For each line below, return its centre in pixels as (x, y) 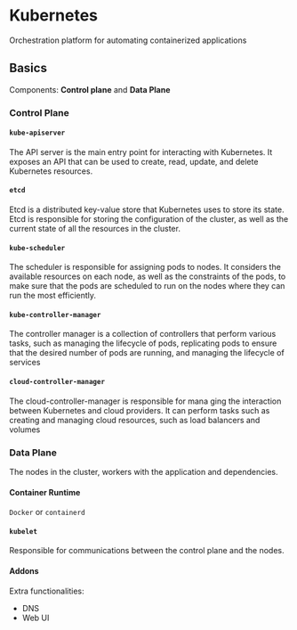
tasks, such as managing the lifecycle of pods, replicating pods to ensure (143, 343)
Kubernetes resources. (51, 171)
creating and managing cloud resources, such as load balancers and (135, 420)
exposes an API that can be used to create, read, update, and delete (134, 161)
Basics (28, 68)
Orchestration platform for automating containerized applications (128, 40)
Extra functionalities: (47, 591)
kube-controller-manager (55, 315)
